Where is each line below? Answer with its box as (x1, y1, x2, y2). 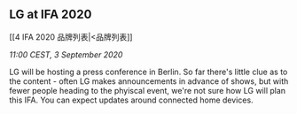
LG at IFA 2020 (9, 7, 92, 22)
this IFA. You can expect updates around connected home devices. (9, 95, 254, 105)
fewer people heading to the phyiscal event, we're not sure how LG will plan (9, 85, 286, 95)
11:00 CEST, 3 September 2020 (9, 49, 123, 60)
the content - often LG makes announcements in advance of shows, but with (9, 75, 289, 87)
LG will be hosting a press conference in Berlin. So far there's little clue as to (9, 66, 288, 77)
